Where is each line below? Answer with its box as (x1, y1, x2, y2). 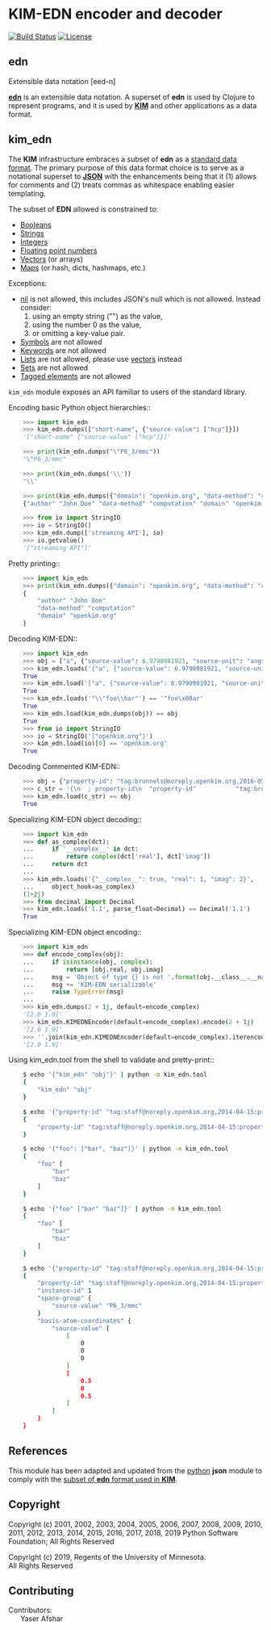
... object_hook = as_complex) (23, 882, 135, 891)
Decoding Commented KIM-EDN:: (8, 762, 121, 771)
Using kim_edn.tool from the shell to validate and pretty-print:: (8, 1055, 215, 1065)
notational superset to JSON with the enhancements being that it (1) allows (8, 171, 256, 181)
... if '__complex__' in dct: (23, 845, 139, 853)
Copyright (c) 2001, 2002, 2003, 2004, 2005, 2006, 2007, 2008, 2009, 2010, (8, 1519, 263, 1529)
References (8, 1444, 68, 1458)
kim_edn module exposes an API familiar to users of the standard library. (8, 387, 248, 397)
